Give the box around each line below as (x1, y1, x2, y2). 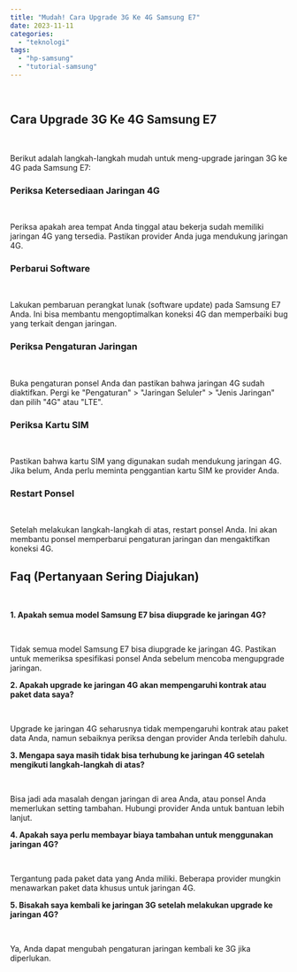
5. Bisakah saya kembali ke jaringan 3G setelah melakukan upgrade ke (10, 899, 273, 910)
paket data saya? (10, 689, 74, 700)
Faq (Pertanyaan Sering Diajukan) (10, 569, 200, 584)
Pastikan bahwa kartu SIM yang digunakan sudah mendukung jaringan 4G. (10, 455, 282, 466)
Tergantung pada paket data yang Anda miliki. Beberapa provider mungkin (10, 873, 281, 884)
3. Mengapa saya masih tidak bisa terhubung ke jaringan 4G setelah (10, 749, 265, 761)
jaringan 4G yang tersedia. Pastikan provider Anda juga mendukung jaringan (10, 231, 288, 241)
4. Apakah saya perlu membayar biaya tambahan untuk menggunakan (10, 829, 273, 840)
